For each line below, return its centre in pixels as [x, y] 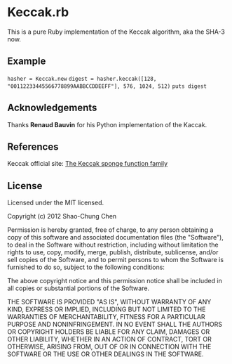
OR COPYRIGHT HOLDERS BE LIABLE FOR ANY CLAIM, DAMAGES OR [109, 332]
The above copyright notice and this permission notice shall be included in [115, 281]
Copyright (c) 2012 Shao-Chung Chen [62, 216]
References [33, 147]
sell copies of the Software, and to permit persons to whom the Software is [116, 260]
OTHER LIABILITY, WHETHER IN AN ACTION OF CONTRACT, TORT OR [109, 339]
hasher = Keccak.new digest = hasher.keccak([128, [82, 79]
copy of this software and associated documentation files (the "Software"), [116, 238]
